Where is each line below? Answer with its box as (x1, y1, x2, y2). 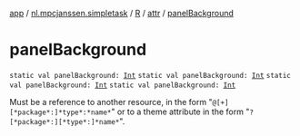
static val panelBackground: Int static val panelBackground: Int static (9, 71, 291, 80)
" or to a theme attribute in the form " (110, 106, 250, 117)
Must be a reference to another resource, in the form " (9, 96, 213, 107)
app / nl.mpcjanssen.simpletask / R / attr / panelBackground (9, 8, 235, 18)
